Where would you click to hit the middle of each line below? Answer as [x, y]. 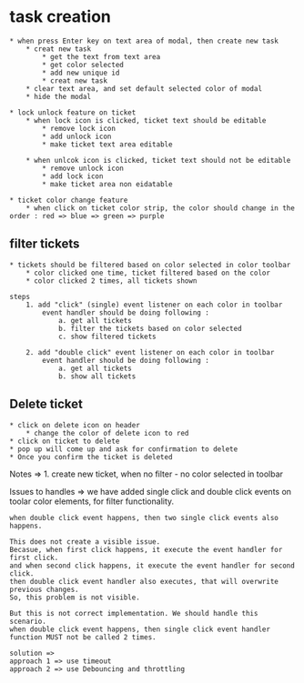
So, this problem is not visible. [75, 598]
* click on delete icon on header [75, 425]
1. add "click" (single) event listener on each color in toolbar [154, 305]
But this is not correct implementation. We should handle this [134, 613]
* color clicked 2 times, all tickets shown [111, 281]
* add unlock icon [77, 136]
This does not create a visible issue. [85, 542]
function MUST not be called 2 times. [83, 637]
